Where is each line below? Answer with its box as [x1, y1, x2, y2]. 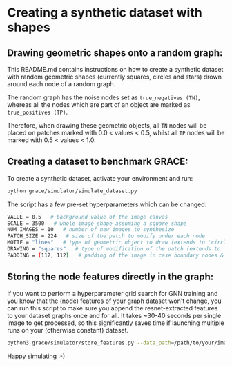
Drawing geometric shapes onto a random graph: [7, 47, 223, 59]
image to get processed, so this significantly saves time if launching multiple [7, 319, 224, 327]
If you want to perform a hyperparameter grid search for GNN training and [7, 289, 218, 297]
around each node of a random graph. [7, 80, 116, 88]
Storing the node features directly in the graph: [7, 271, 214, 283]
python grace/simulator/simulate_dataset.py [7, 188, 137, 195]
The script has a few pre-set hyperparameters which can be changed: [7, 200, 207, 208]
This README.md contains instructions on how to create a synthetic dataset [7, 66, 224, 73]
